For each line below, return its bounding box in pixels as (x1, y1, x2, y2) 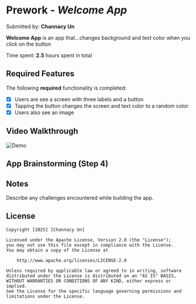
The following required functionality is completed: (6, 84, 127, 91)
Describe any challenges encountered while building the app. (6, 194, 154, 201)
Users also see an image (14, 109, 74, 116)
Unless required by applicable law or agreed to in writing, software (6, 268, 182, 274)
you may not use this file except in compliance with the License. (6, 242, 174, 248)
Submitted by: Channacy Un (6, 23, 75, 30)
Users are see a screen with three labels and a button (14, 95, 144, 103)
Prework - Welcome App (6, 4, 128, 17)
